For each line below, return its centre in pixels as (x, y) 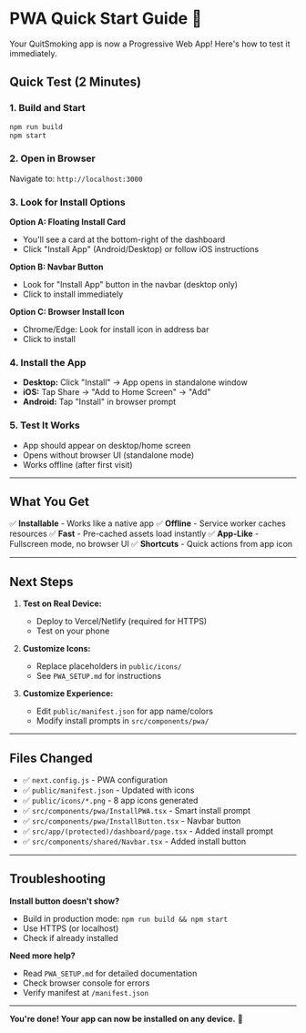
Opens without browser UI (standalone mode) (108, 455)
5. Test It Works (45, 425)
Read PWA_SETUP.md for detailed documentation (110, 973)
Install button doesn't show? (65, 901)
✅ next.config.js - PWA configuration (95, 780)
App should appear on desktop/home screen (107, 445)
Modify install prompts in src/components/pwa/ (122, 721)
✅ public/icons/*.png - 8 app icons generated (110, 800)
